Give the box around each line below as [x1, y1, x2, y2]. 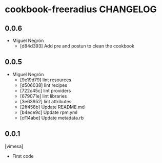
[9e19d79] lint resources [19, 77, 71, 83]
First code [12, 153, 34, 159]
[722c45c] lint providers [19, 87, 71, 94]
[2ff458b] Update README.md [19, 104, 85, 110]
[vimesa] [5, 143, 24, 149]
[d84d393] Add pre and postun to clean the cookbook [19, 43, 134, 49]
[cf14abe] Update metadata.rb [19, 114, 84, 121]
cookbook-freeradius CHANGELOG [5, 4, 157, 15]
